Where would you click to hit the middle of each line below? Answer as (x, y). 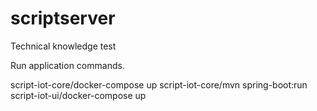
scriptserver (63, 18)
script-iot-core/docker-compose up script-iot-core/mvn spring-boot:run (159, 84)
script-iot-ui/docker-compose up (78, 95)
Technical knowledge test (63, 46)
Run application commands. (67, 65)
